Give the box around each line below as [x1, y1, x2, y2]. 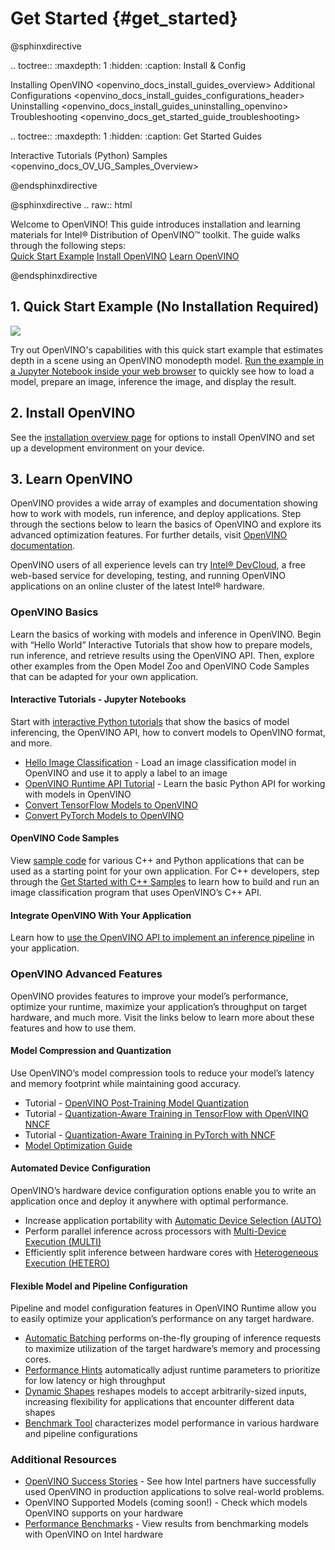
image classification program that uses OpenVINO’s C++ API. [10, 887, 262, 899]
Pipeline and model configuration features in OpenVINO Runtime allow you [10, 1302, 317, 1314]
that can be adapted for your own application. [10, 670, 199, 682]
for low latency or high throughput [24, 1375, 166, 1387]
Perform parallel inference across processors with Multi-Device [24, 1225, 287, 1237]
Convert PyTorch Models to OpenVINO [24, 809, 185, 821]
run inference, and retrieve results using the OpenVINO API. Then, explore [10, 649, 315, 661]
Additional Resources [10, 1453, 117, 1467]
